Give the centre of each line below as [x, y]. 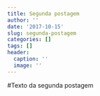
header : [19, 53]
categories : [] [29, 40]
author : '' [23, 20]
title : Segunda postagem [43, 14]
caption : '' [31, 59]
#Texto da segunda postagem [50, 85]
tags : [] [20, 46]
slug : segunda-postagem [42, 33]
